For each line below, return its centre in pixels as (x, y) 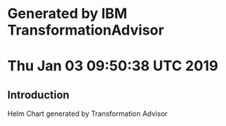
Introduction (39, 95)
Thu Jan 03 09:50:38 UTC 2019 (113, 66)
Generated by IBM (67, 14)
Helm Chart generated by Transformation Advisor (88, 113)
